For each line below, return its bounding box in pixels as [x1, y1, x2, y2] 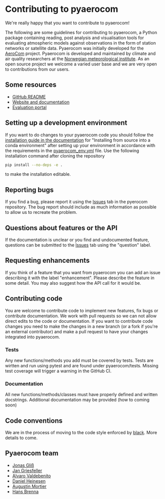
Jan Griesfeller [12, 467, 42, 473]
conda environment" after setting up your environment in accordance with [5, 142, 156, 148]
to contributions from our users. [5, 66, 70, 72]
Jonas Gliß [12, 462, 34, 468]
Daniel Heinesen [12, 478, 46, 484]
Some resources [5, 81, 57, 89]
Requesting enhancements [5, 256, 90, 265]
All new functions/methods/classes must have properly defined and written [5, 392, 158, 398]
